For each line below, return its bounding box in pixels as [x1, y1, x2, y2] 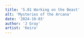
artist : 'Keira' [5, 26, 38, 31]
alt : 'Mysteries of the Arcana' [5, 12, 71, 17]
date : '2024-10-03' [5, 16, 45, 21]
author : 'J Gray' [5, 21, 41, 26]
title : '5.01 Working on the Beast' [5, 7, 80, 12]
